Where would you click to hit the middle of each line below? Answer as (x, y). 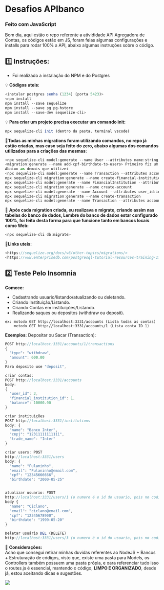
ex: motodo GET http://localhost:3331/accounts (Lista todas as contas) (81, 321)
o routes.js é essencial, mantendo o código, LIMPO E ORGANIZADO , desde (81, 568)
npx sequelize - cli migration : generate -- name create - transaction (73, 196)
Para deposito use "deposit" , (36, 367)
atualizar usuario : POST (30, 493)
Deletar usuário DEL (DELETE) (36, 533)
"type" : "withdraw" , (30, 353)
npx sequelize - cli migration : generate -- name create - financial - (72, 178)
